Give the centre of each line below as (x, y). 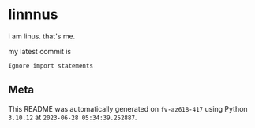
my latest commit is (40, 51)
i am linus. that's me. (42, 36)
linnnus (33, 15)
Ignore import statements (51, 66)
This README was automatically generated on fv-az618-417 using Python (128, 108)
